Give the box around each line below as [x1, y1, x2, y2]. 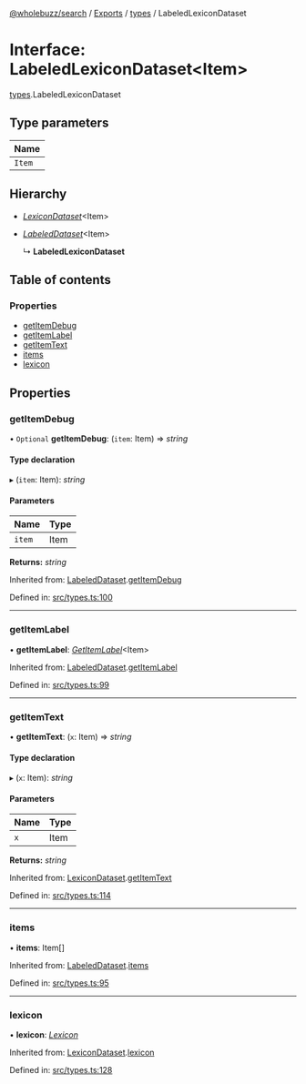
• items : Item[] [9, 942, 66, 953]
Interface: [9, 40, 87, 60]
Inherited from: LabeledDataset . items [9, 959, 149, 970]
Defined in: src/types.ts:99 [9, 679, 110, 690]
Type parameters [9, 116, 109, 131]
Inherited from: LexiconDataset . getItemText [9, 873, 172, 884]
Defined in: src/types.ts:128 [9, 1064, 113, 1075]
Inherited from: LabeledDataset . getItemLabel [9, 662, 178, 673]
